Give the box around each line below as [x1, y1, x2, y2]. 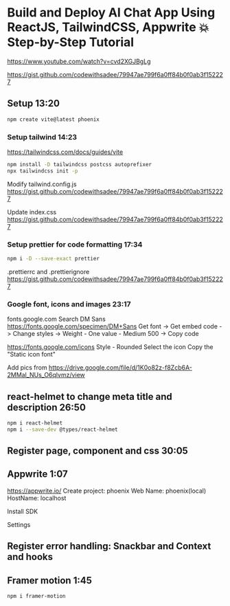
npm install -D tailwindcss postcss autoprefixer [7, 161, 152, 168]
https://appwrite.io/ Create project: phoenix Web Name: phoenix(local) [7, 486, 207, 495]
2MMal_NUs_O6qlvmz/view [7, 371, 86, 379]
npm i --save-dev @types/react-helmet [7, 426, 118, 433]
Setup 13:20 [7, 98, 60, 109]
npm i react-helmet [7, 419, 63, 427]
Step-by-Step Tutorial [7, 34, 135, 50]
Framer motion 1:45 [7, 574, 93, 586]
